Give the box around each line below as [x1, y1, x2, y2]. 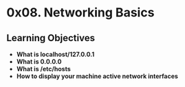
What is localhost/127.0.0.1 [16, 50, 95, 58]
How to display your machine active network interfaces [16, 72, 178, 80]
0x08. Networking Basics [6, 5, 155, 21]
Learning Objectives [6, 32, 96, 44]
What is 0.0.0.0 [16, 58, 62, 66]
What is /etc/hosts [16, 65, 72, 73]
